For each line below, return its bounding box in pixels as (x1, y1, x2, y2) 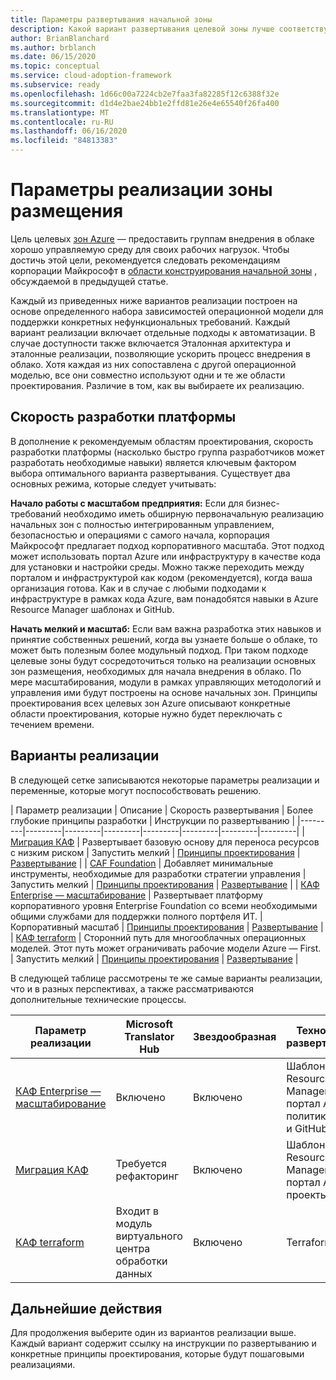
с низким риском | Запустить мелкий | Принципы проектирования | (10, 846, 301, 858)
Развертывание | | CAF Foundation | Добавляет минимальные (10, 857, 274, 869)
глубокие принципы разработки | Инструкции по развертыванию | (10, 814, 296, 826)
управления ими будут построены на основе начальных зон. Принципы (10, 686, 318, 698)
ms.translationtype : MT (10, 107, 110, 118)
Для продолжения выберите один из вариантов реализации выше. (10, 1327, 297, 1339)
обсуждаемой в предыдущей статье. (10, 275, 169, 287)
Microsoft (125, 1017, 173, 1031)
